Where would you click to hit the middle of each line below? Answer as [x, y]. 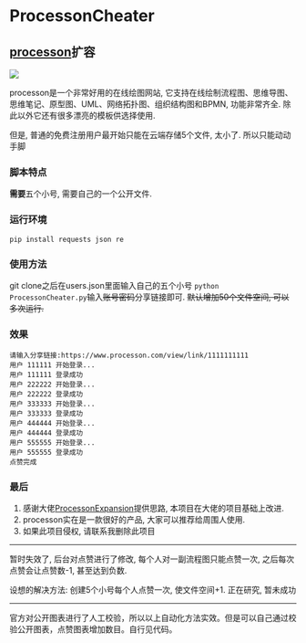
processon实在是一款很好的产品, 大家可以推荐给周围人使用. [134, 520]
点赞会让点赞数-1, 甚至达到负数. [68, 571]
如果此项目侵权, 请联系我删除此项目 [89, 532]
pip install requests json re [67, 239]
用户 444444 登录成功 [46, 433]
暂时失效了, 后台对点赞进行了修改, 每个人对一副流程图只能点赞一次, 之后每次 [152, 559]
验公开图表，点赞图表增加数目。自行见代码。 [93, 629]
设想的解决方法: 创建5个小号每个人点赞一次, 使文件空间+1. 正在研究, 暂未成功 [153, 590]
